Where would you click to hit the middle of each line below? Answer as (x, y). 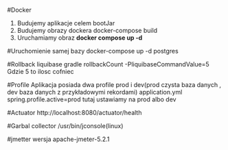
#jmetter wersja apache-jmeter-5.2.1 (58, 139)
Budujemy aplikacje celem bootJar (66, 23)
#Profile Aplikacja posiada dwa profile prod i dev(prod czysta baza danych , (114, 85)
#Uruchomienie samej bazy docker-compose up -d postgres (93, 51)
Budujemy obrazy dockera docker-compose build (87, 30)
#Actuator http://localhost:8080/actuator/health (75, 113)
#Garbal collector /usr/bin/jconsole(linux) (65, 126)
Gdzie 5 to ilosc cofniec (41, 72)
